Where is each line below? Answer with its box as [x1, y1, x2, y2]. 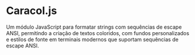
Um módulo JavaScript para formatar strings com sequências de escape [6, 23, 182, 30]
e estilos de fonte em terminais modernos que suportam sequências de [6, 36, 179, 43]
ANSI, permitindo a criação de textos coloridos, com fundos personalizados [6, 29, 190, 36]
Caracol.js [6, 4, 58, 18]
